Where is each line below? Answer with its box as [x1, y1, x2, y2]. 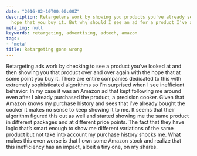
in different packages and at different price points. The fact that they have [6, 118, 185, 126]
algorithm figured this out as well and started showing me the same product [6, 112, 189, 119]
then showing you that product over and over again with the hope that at [6, 68, 181, 76]
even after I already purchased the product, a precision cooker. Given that [6, 93, 185, 100]
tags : [6, 36, 19, 41]
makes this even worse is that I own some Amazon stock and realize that [6, 137, 182, 144]
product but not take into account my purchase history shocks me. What [6, 131, 181, 138]
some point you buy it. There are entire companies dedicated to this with [6, 75, 182, 82]
